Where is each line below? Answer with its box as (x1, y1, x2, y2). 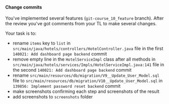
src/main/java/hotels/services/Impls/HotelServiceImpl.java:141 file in (12, 62, 164, 68)
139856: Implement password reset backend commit (12, 83, 121, 89)
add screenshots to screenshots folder (12, 94, 93, 100)
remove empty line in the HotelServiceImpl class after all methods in (12, 56, 156, 63)
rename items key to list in (12, 40, 71, 46)
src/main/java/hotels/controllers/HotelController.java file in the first (12, 45, 163, 51)
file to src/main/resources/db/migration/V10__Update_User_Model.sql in (12, 78, 163, 84)
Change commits (5, 4, 42, 10)
